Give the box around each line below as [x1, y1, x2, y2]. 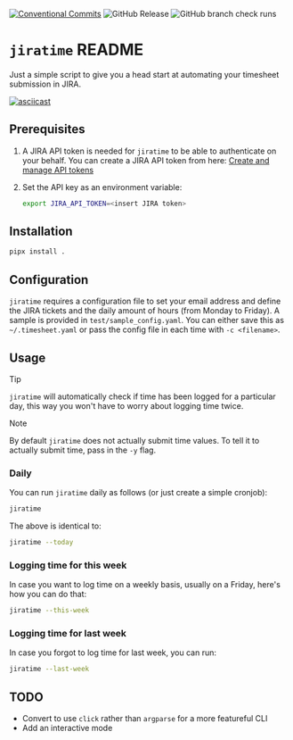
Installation [9, 224, 73, 239]
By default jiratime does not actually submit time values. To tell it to [9, 435, 260, 445]
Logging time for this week [9, 559, 127, 571]
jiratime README [9, 40, 144, 60]
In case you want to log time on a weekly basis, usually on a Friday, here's [9, 579, 281, 590]
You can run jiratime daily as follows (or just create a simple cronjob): [9, 487, 268, 498]
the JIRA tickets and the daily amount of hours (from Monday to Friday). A [9, 305, 281, 316]
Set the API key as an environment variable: [21, 181, 183, 192]
